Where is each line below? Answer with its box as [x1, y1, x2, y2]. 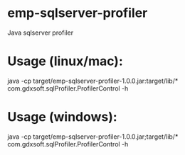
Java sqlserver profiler [7, 28, 74, 37]
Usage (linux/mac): [7, 53, 123, 69]
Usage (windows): [7, 109, 117, 125]
